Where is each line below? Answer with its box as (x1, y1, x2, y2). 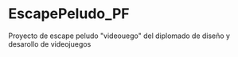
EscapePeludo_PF (8, 5, 130, 23)
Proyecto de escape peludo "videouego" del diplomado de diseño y (8, 31, 231, 40)
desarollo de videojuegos (8, 39, 92, 48)
